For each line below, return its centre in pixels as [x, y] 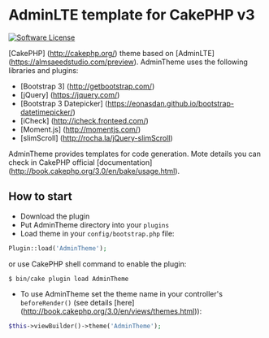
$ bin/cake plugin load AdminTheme [69, 279]
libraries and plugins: [43, 70]
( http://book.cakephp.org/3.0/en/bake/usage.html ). [94, 171]
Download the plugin [55, 216]
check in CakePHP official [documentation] [80, 162]
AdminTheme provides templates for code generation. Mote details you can [135, 154]
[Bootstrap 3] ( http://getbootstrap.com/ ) [87, 86]
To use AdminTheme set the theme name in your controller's [121, 293]
